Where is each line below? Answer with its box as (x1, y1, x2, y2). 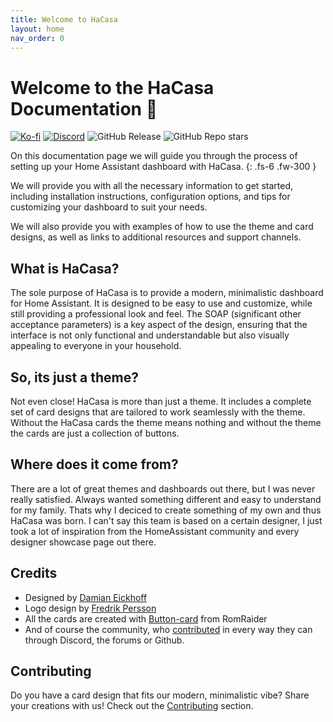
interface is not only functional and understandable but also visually (10, 329, 290, 341)
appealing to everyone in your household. (10, 340, 182, 352)
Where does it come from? (10, 456, 179, 473)
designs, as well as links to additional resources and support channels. (10, 231, 302, 243)
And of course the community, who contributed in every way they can (24, 623, 313, 635)
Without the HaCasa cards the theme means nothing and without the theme (10, 416, 322, 428)
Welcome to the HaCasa (10, 76, 215, 99)
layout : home (10, 24, 65, 34)
